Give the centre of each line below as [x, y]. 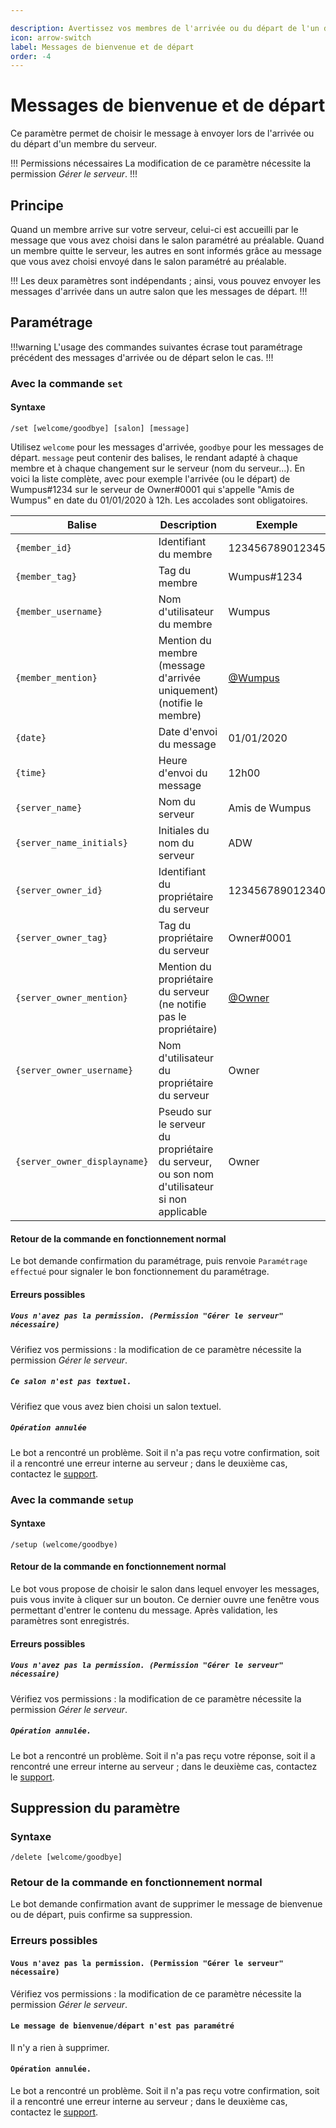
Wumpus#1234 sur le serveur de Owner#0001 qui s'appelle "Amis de [152, 489]
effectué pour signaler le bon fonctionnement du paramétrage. [140, 1272]
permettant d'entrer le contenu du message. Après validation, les [144, 1610]
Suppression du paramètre [95, 1807]
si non [172, 1199]
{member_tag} [46, 576]
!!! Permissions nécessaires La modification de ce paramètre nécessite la [161, 163]
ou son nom [186, 1174]
